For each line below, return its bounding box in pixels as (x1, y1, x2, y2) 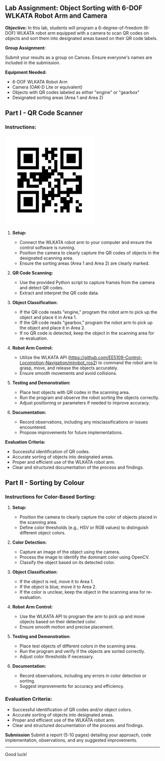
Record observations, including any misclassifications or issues (19, 419, 148, 425)
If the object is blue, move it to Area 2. (19, 584, 97, 590)
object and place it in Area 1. (19, 314, 77, 320)
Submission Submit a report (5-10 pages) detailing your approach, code (5, 732, 151, 738)
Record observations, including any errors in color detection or (19, 673, 147, 679)
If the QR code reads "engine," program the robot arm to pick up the (19, 309, 158, 315)
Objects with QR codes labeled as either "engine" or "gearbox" (12, 89, 140, 95)
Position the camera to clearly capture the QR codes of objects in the (19, 249, 160, 256)
